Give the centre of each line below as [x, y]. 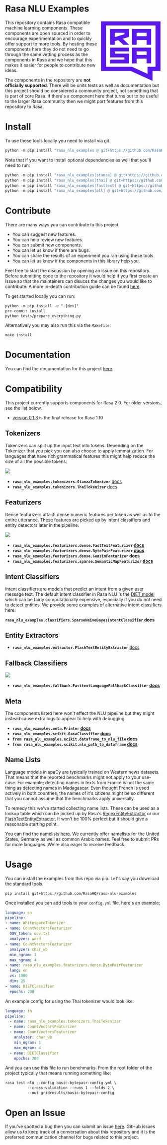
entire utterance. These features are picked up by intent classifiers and [78, 520]
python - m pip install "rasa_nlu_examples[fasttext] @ [63, 185]
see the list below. [24, 408]
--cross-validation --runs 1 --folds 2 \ [71, 1088]
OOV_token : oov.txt [30, 934]
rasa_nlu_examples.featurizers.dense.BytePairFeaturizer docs [78, 550]
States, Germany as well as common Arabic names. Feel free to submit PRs [82, 839]
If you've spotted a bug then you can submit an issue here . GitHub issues [80, 1127]
